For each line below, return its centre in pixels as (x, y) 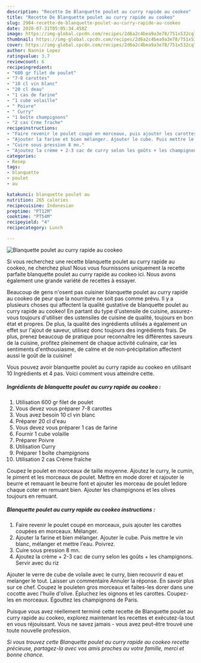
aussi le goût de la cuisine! (39, 355)
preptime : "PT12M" (30, 211)
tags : (13, 167)
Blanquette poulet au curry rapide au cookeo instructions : (81, 510)
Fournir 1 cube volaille (42, 434)
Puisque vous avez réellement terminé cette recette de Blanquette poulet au (100, 611)
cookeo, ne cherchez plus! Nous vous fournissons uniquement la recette (96, 268)
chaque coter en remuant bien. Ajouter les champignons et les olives (91, 489)
